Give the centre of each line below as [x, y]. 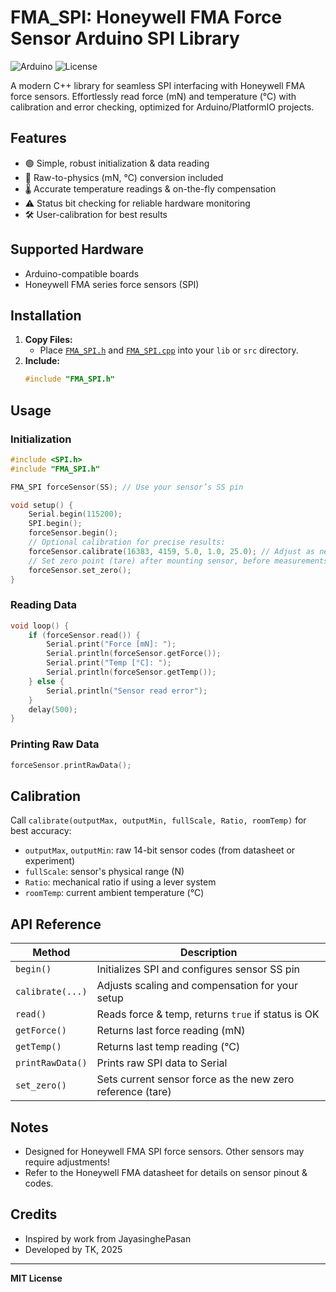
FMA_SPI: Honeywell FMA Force [146, 17]
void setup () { [42, 505]
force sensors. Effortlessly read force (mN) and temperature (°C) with [153, 96]
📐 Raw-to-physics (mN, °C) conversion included [124, 177]
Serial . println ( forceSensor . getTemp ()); [131, 672]
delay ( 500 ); [53, 709]
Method [51, 953]
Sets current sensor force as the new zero [195, 1079]
